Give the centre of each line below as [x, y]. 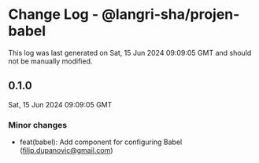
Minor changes [38, 125]
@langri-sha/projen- [170, 14]
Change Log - [54, 14]
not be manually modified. [50, 61]
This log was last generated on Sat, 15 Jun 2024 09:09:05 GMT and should [130, 53]
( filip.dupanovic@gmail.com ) [66, 150]
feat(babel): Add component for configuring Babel [101, 142]
